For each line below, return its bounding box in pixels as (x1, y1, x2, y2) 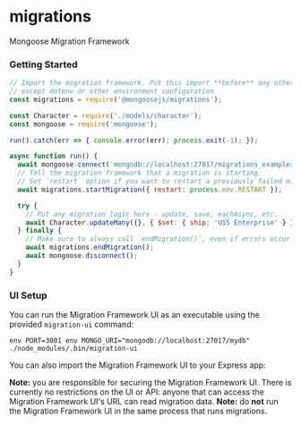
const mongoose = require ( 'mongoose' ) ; (9, 119, 159, 129)
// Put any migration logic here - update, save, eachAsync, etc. (25, 209, 279, 218)
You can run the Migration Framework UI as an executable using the (9, 310, 260, 320)
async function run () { (9, 152, 99, 161)
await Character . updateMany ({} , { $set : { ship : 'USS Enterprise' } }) (25, 217, 298, 227)
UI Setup (9, 289, 47, 302)
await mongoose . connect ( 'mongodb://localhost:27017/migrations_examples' (17, 160, 298, 169)
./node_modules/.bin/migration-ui (9, 344, 139, 353)
